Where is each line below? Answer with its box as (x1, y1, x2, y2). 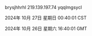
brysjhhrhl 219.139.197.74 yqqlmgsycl (5, 5, 82, 10)
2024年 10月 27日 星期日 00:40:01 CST (5, 15, 87, 21)
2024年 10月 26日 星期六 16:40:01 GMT (5, 25, 87, 31)
